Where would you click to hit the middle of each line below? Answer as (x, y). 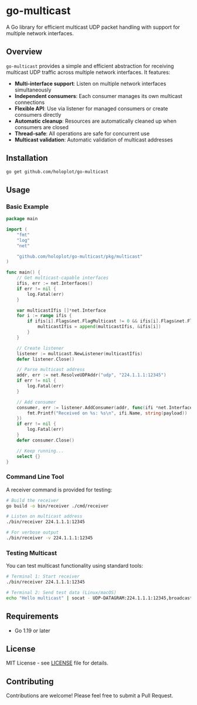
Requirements (32, 617)
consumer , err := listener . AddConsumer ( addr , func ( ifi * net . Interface (105, 407)
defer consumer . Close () (46, 440)
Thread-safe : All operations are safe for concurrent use (82, 133)
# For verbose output (33, 532)
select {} (29, 456)
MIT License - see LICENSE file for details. (57, 663)
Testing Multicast (32, 553)
